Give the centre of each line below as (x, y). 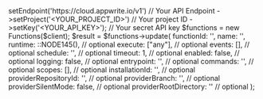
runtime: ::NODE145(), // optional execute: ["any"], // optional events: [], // (129, 44)
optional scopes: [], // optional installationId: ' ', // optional (102, 70)
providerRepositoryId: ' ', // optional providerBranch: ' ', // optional (114, 78)
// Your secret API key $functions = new (174, 28)
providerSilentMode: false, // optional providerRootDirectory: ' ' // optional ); (131, 86)
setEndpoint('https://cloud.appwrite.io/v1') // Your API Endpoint (112, 11)
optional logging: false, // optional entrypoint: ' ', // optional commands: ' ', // (131, 61)
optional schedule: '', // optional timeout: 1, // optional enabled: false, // (124, 53)
